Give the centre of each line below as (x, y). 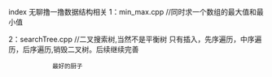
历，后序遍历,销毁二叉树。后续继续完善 (74, 49)
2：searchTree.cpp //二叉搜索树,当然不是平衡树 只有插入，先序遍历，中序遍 (135, 39)
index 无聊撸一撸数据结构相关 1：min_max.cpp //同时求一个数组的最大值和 (133, 12)
